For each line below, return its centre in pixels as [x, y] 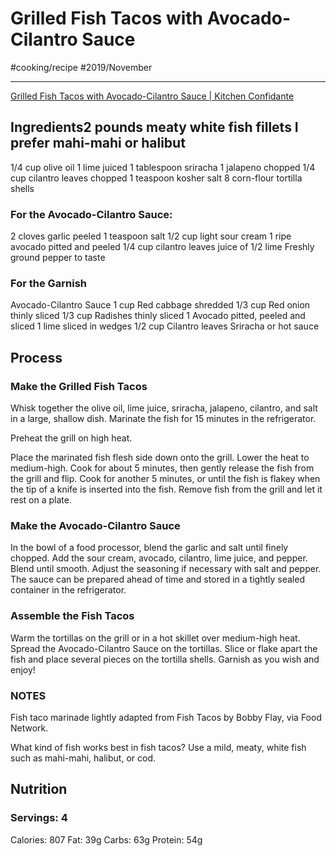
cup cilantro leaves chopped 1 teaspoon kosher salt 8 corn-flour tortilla [156, 178]
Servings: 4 [39, 818]
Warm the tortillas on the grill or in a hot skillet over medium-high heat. [155, 638]
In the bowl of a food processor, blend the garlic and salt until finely [149, 548]
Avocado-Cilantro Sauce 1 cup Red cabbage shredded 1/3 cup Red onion [160, 305]
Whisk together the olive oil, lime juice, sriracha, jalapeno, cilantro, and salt [164, 408]
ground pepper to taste [58, 258]
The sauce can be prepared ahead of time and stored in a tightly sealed [157, 579]
